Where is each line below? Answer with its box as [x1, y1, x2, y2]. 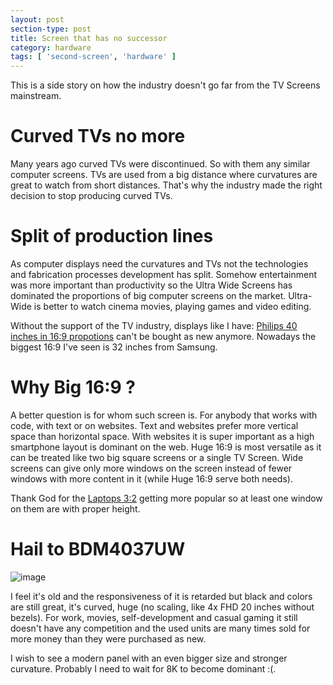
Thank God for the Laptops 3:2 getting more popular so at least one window [10, 492, 323, 504]
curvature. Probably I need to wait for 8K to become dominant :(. [10, 662, 277, 675]
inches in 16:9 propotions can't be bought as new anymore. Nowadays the [10, 331, 317, 342]
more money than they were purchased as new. [10, 632, 207, 645]
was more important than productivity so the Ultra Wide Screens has [10, 279, 293, 291]
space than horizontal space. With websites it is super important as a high [10, 430, 315, 442]
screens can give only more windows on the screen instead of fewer [10, 462, 293, 474]
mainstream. [10, 90, 62, 102]
